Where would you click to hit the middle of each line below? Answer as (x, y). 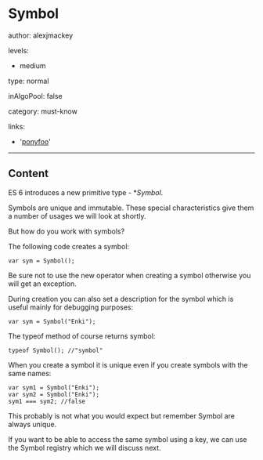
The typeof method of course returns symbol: (82, 336)
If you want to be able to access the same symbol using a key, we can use (128, 439)
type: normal (29, 81)
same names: (30, 373)
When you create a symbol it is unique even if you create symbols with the (128, 364)
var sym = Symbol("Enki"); (52, 321)
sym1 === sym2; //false (47, 401)
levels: (18, 50)
